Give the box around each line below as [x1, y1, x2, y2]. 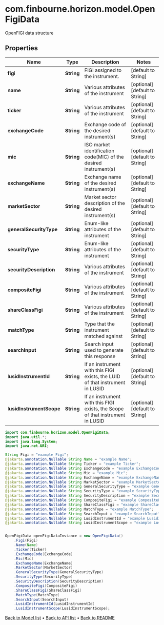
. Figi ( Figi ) [14, 538, 38, 543]
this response [84, 353, 116, 360]
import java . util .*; [5, 434, 47, 440]
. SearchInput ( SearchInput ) [14, 597, 69, 602]
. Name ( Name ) [14, 543, 38, 547]
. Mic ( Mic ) [14, 556, 34, 561]
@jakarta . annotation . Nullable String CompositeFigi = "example [5, 498, 137, 503]
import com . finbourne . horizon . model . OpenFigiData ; [5, 430, 110, 435]
